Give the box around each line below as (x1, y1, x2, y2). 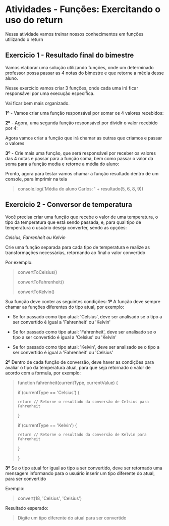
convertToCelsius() (17, 269, 58, 275)
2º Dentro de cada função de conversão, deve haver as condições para (5, 359, 154, 365)
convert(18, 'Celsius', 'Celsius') (17, 495, 82, 501)
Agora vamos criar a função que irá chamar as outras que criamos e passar (5, 135, 162, 141)
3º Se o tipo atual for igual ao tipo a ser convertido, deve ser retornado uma (5, 465, 162, 471)
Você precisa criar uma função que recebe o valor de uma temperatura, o (5, 214, 158, 220)
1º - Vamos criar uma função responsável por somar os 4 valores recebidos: (5, 110, 164, 116)
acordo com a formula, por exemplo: (5, 370, 81, 376)
